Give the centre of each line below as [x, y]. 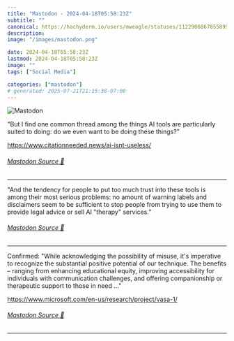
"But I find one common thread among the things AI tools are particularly [111, 124]
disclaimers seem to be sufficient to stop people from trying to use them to [114, 204]
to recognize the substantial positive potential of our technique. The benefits [117, 263]
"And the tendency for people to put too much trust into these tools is [107, 189]
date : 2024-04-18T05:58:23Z [48, 52]
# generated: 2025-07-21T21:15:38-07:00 [67, 91]
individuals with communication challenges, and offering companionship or [115, 278]
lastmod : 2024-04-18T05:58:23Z [53, 59]
